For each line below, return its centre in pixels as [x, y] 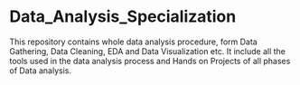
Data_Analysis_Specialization [123, 17]
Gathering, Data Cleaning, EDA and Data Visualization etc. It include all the [148, 51]
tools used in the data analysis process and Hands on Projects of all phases [150, 61]
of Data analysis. [41, 71]
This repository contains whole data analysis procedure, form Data [133, 42]
